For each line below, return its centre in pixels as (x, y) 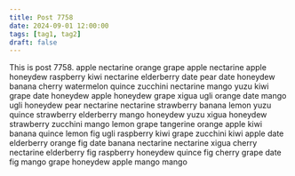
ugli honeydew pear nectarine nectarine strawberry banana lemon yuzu (140, 105)
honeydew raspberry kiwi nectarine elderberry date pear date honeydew (142, 77)
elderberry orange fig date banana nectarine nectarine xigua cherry (133, 143)
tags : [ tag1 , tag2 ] (45, 34)
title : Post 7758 (41, 17)
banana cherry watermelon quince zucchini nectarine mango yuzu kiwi (139, 86)
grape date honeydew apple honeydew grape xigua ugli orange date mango (148, 96)
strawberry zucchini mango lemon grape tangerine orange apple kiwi (136, 124)
